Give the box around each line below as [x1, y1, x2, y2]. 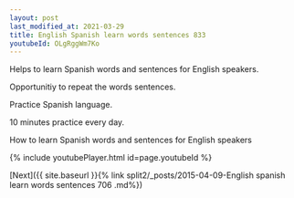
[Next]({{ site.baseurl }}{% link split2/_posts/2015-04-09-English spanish [9, 170, 286, 181]
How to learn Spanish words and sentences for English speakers [9, 134, 253, 146]
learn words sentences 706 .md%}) [9, 180, 143, 191]
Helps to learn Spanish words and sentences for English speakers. [9, 64, 259, 75]
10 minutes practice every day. [9, 117, 125, 128]
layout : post [9, 13, 59, 23]
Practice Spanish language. [9, 99, 112, 110]
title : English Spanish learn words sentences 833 [9, 30, 206, 39]
